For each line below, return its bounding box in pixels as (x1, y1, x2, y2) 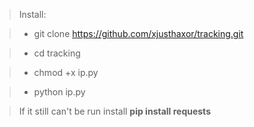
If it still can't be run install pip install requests (18, 105, 211, 117)
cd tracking (33, 47, 81, 59)
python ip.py (33, 86, 86, 98)
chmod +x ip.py (33, 67, 99, 78)
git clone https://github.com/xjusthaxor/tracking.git (33, 28, 244, 39)
